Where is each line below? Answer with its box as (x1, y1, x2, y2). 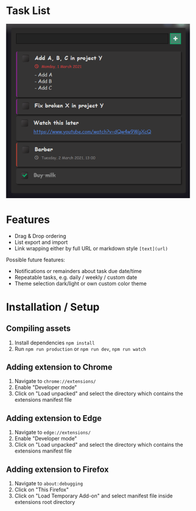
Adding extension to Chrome (6, 362, 113, 372)
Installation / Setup (6, 300, 100, 313)
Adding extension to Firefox (6, 464, 109, 474)
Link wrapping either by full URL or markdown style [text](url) (14, 244, 168, 252)
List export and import (14, 239, 68, 246)
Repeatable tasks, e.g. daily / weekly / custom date (14, 274, 138, 281)
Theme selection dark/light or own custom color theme (14, 279, 147, 287)
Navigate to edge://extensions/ (14, 429, 91, 436)
